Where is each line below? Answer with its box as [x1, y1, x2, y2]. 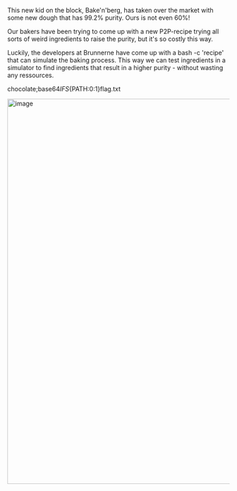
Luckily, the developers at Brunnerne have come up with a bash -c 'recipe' [7, 49, 224, 57]
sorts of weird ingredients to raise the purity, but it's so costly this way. [7, 35, 214, 43]
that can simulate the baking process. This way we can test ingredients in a [7, 56, 226, 64]
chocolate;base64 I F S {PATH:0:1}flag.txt [7, 85, 121, 93]
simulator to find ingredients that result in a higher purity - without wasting [7, 64, 224, 71]
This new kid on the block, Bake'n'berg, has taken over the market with [7, 6, 214, 14]
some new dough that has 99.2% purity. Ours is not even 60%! [7, 13, 190, 22]
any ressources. [7, 71, 54, 79]
